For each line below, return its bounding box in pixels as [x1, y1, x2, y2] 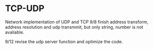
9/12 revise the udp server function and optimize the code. [5, 38, 123, 44]
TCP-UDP [5, 3, 45, 14]
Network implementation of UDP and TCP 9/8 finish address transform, [5, 19, 149, 25]
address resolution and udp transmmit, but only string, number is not [5, 24, 143, 30]
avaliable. [5, 29, 24, 35]
